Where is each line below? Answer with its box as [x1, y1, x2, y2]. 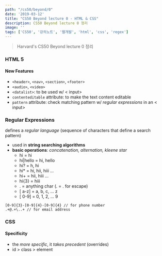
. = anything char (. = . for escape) [19, 183, 88, 189]
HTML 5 [5, 56, 24, 63]
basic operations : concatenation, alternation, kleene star [12, 147, 127, 153]
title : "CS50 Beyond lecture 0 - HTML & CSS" [5, 16, 98, 21]
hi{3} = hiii [19, 178, 40, 184]
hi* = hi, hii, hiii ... [19, 168, 54, 174]
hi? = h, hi [19, 163, 39, 169]
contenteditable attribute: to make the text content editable [12, 94, 131, 100]
